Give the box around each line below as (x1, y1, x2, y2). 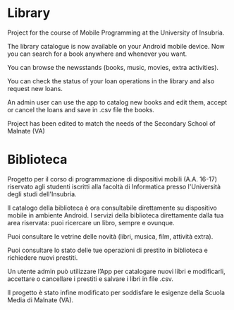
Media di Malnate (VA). (7, 295, 74, 304)
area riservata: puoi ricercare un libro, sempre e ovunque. (7, 218, 175, 227)
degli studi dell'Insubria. (7, 189, 77, 198)
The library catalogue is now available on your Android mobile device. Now (7, 42, 226, 50)
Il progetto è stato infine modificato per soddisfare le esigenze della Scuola (7, 288, 226, 297)
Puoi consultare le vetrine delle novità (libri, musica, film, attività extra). (7, 232, 214, 241)
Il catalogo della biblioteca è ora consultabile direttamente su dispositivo (7, 203, 217, 212)
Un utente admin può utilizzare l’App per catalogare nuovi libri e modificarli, (7, 267, 226, 275)
